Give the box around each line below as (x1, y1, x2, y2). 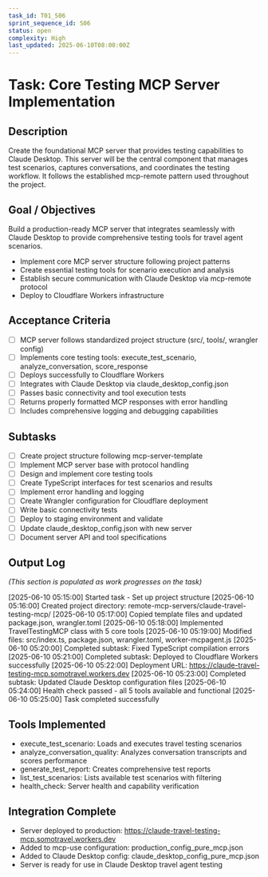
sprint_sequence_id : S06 (8, 19, 91, 27)
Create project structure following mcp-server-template (19, 451, 203, 460)
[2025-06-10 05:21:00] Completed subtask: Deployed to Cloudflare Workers (8, 652, 259, 662)
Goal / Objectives (8, 203, 96, 217)
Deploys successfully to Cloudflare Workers (19, 369, 165, 380)
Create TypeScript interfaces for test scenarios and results (19, 478, 213, 488)
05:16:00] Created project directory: (8, 601, 127, 611)
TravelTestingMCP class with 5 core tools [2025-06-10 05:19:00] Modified (8, 627, 253, 636)
